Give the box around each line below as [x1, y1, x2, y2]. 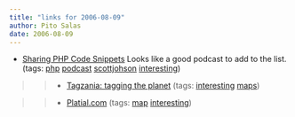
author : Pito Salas [9, 21, 82, 30]
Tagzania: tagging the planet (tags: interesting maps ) [66, 81, 260, 91]
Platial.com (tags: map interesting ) [66, 97, 193, 108]
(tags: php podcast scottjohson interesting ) [21, 63, 181, 74]
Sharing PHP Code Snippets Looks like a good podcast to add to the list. [21, 54, 287, 65]
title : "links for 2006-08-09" [9, 12, 125, 22]
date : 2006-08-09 [9, 29, 74, 38]
